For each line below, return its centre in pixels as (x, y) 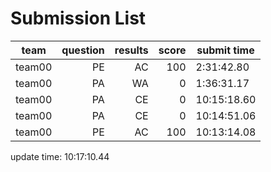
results (131, 50)
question (83, 50)
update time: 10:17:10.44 (60, 156)
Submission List (78, 18)
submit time (225, 50)
